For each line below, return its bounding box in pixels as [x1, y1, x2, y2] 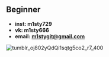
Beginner [6, 5, 41, 15]
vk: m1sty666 [14, 26, 49, 33]
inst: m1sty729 [14, 20, 52, 27]
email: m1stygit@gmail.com [14, 32, 85, 40]
